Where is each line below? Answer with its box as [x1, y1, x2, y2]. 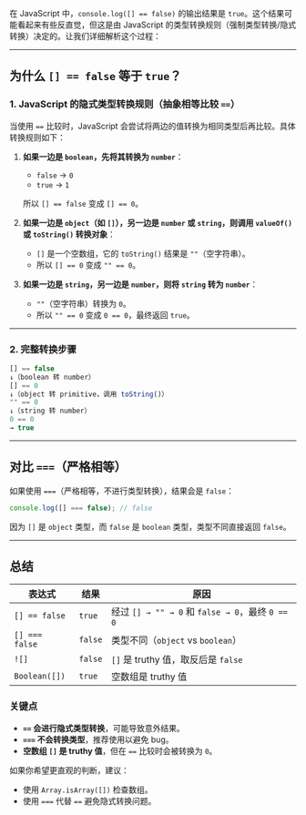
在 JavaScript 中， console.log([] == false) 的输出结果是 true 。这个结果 [9, 8, 285, 18]
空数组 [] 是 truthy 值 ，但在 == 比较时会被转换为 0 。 [22, 745, 218, 756]
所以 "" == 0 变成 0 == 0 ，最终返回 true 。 [36, 309, 196, 321]
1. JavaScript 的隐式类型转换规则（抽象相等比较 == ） [9, 98, 240, 111]
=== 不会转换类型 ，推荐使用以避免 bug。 [22, 734, 174, 745]
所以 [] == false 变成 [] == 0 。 [22, 198, 144, 209]
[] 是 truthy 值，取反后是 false [110, 654, 243, 667]
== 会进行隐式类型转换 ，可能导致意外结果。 [22, 722, 185, 733]
